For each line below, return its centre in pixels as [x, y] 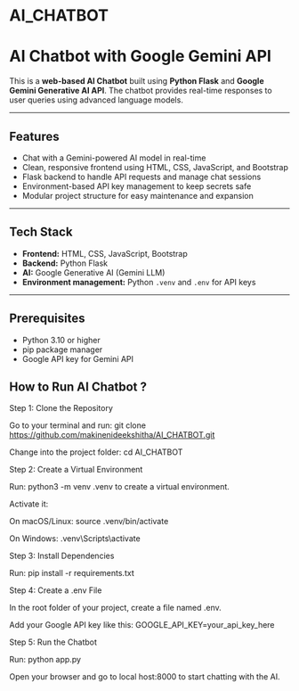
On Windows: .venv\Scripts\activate [75, 539]
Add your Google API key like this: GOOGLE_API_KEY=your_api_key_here [142, 625]
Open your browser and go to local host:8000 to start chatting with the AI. [145, 677]
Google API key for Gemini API [78, 358]
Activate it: [29, 504]
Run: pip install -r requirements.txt [72, 573]
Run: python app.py [45, 660]
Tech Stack [41, 232]
